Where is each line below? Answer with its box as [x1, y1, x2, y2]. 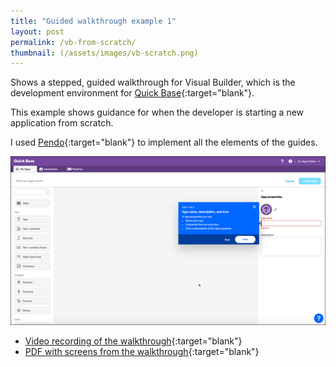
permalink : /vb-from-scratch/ [10, 37, 137, 47]
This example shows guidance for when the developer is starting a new [10, 106, 305, 119]
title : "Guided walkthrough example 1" [10, 16, 177, 26]
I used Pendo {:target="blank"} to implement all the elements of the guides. [10, 136, 318, 149]
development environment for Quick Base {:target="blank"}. [10, 87, 255, 99]
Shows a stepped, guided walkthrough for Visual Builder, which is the [10, 76, 296, 89]
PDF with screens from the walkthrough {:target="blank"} [24, 345, 260, 357]
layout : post [10, 26, 65, 37]
